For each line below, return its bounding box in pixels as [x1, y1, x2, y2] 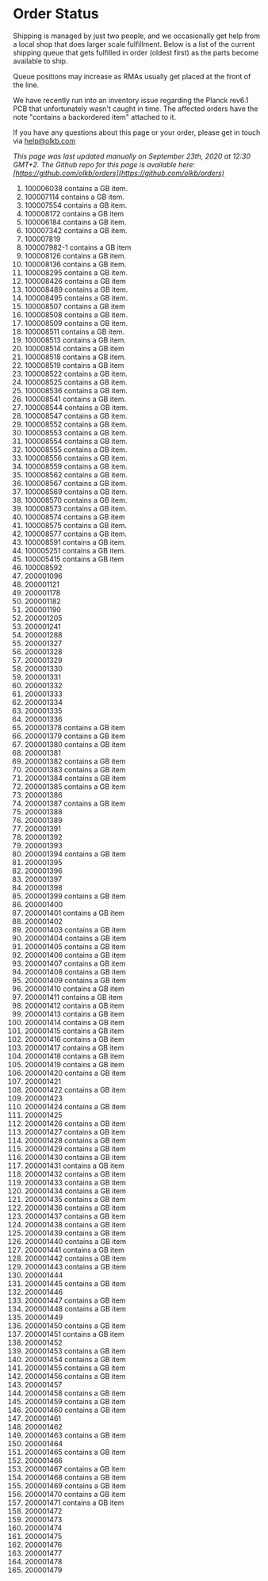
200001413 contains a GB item [24, 1009, 125, 1019]
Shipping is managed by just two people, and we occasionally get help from [13, 31, 261, 40]
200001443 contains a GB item [24, 1261, 126, 1271]
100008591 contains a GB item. [24, 537, 126, 547]
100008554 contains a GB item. [24, 436, 128, 446]
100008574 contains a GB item [24, 512, 125, 522]
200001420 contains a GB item [24, 1068, 126, 1078]
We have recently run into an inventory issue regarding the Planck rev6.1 [13, 95, 249, 105]
